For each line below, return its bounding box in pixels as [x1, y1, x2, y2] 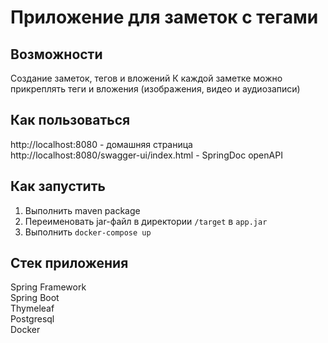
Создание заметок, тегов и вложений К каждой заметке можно [10, 72, 283, 84]
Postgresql [10, 313, 55, 325]
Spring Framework [10, 281, 87, 293]
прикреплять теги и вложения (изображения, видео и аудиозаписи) [10, 83, 301, 95]
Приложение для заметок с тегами [10, 6, 319, 29]
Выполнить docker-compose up [24, 226, 152, 238]
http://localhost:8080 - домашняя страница [10, 138, 193, 150]
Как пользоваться [10, 112, 131, 129]
